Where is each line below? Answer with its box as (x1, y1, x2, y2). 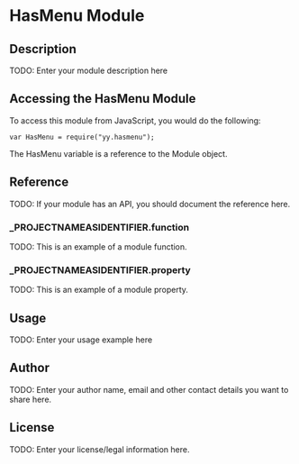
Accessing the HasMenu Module (9, 91, 196, 106)
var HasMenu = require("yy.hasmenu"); (9, 132, 155, 141)
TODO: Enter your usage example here (9, 334, 153, 345)
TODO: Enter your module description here (9, 65, 168, 76)
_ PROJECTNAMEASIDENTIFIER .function (9, 221, 190, 233)
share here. (9, 394, 52, 405)
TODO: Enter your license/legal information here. (9, 443, 190, 455)
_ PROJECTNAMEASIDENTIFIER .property (9, 263, 191, 276)
